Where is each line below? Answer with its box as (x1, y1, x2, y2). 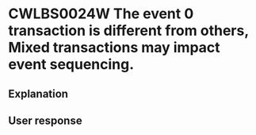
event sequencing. (8, 56, 135, 74)
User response (8, 114, 82, 127)
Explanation (8, 87, 69, 100)
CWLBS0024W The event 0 (8, 5, 194, 23)
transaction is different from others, (8, 21, 249, 40)
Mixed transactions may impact (8, 39, 220, 56)
